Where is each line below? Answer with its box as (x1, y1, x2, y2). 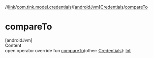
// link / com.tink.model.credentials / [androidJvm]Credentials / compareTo (5, 4, 148, 10)
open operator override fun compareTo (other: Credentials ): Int (5, 47, 131, 53)
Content (5, 42, 22, 48)
